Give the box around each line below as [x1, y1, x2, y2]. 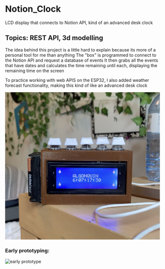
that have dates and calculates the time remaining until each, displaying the [5, 62, 158, 68]
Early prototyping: [5, 247, 50, 254]
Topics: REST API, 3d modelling [5, 34, 103, 42]
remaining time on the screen [5, 68, 65, 73]
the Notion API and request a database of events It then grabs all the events [5, 57, 159, 63]
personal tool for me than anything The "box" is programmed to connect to [5, 52, 157, 58]
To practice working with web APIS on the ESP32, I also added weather [5, 77, 149, 83]
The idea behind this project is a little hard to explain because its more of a [5, 47, 156, 52]
